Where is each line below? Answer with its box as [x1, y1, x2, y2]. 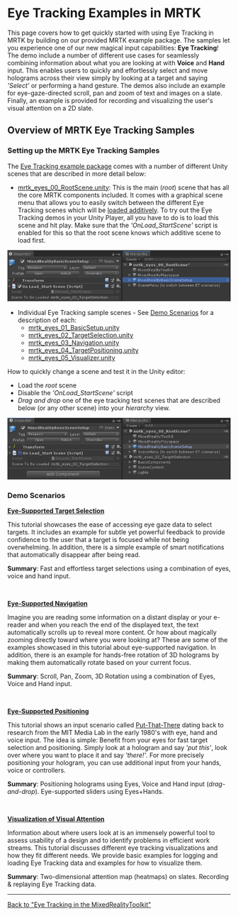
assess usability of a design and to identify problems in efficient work [7, 836, 210, 845]
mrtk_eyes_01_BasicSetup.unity [28, 324, 120, 332]
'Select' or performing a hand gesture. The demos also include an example [7, 81, 226, 89]
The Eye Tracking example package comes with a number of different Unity [7, 162, 228, 170]
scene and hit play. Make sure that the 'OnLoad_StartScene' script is [17, 221, 218, 229]
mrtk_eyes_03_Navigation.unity [28, 338, 120, 347]
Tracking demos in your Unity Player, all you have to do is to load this [17, 213, 220, 221]
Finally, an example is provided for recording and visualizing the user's [7, 96, 214, 104]
